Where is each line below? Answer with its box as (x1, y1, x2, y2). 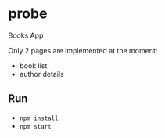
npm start (19, 122, 52, 130)
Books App (8, 31, 44, 40)
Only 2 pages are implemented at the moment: (8, 45, 158, 55)
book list (19, 60, 48, 71)
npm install (19, 114, 59, 122)
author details (19, 69, 64, 78)
